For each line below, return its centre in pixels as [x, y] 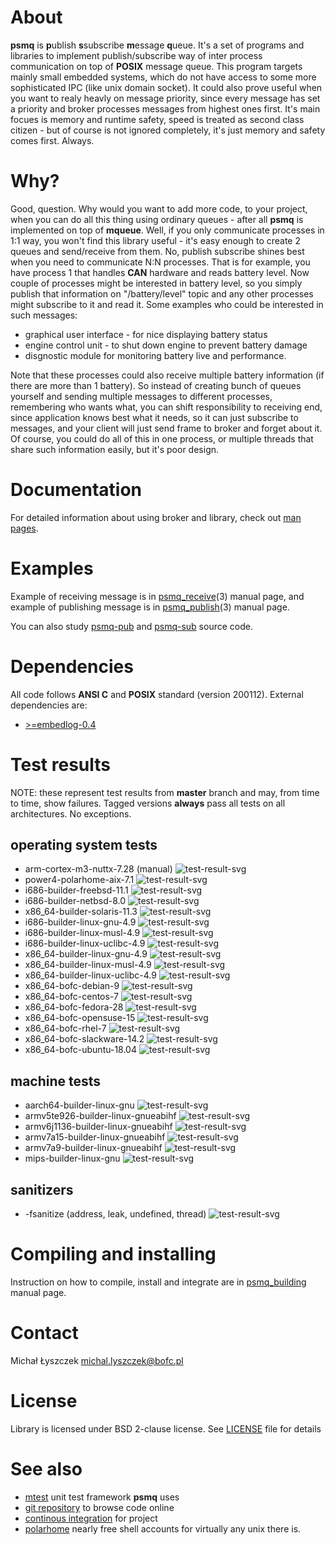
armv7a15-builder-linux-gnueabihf [95, 1137]
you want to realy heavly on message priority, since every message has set [165, 98]
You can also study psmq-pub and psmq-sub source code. [131, 626]
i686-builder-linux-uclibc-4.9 [85, 943]
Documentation [76, 490]
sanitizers [42, 1189]
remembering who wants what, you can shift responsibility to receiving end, [166, 407]
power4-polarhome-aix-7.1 [79, 880]
